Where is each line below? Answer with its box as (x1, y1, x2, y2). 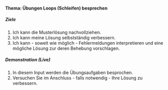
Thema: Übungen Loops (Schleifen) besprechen (5, 5, 108, 11)
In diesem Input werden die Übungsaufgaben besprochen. (12, 69, 133, 75)
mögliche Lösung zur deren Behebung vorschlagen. (12, 45, 120, 51)
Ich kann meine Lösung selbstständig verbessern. (12, 34, 116, 41)
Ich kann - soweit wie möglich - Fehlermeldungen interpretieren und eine (12, 40, 163, 46)
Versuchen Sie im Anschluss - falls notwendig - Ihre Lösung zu (12, 74, 143, 81)
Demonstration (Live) (5, 57, 51, 63)
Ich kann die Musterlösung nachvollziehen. (12, 29, 101, 35)
